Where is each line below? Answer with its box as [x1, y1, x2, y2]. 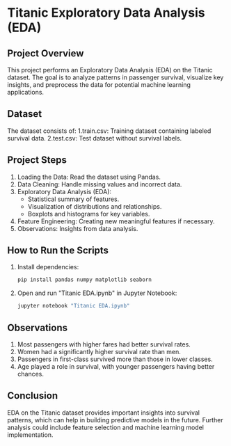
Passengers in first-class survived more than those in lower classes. [17, 355, 214, 363]
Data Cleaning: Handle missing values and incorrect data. [17, 180, 182, 189]
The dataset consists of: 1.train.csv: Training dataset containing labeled [7, 127, 212, 135]
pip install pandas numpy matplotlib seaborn [17, 276, 152, 283]
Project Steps [7, 154, 67, 166]
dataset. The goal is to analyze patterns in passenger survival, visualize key [7, 73, 224, 81]
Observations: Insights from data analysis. [17, 224, 138, 232]
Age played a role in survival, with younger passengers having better [17, 363, 215, 370]
